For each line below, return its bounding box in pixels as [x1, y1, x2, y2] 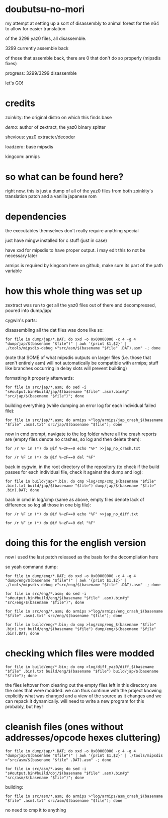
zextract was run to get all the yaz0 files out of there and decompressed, [5, 302, 156, 308]
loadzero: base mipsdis [5, 143, 54, 149]
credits [5, 97, 35, 109]
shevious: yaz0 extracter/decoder [5, 134, 75, 140]
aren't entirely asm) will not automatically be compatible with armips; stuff [5, 360, 158, 366]
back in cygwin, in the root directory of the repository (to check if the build [5, 464, 160, 470]
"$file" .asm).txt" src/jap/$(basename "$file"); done [5, 422, 123, 427]
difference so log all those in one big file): [5, 501, 92, 508]
